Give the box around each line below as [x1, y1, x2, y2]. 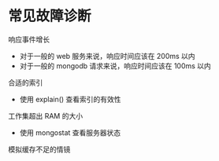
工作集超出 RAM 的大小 [8, 111, 84, 120]
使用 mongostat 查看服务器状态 [19, 127, 121, 137]
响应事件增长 [8, 35, 50, 44]
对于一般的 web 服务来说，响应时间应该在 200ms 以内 [19, 51, 195, 60]
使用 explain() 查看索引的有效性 [19, 94, 121, 104]
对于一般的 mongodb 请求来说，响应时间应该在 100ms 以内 [19, 60, 211, 71]
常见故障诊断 [8, 7, 92, 25]
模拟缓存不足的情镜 [8, 145, 71, 154]
